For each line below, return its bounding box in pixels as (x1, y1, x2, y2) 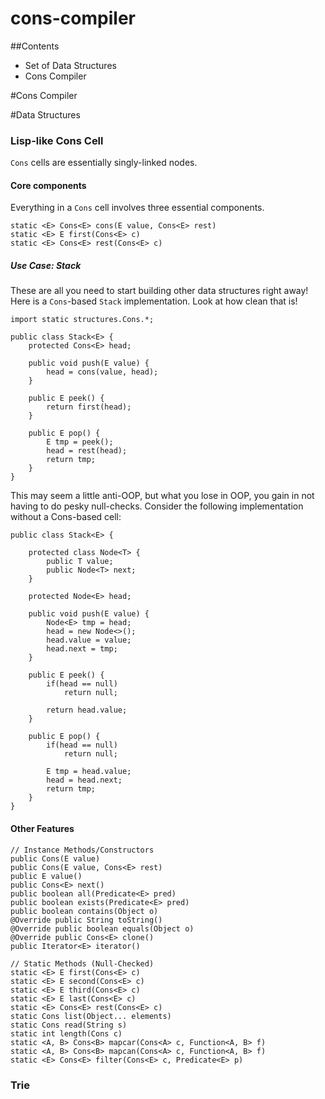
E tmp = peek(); (46, 437, 114, 447)
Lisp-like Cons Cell (10, 133, 104, 147)
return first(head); (46, 402, 132, 412)
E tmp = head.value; (46, 767, 132, 777)
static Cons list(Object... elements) (10, 1011, 172, 1021)
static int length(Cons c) (10, 1028, 123, 1039)
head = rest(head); (46, 446, 128, 456)
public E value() (10, 871, 83, 881)
